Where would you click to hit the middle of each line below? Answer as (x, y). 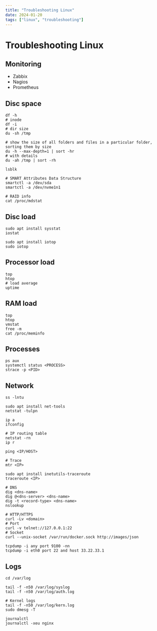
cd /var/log (18, 579)
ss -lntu (15, 398)
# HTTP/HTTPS (19, 515)
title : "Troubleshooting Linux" (40, 10)
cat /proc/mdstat (24, 201)
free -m (14, 329)
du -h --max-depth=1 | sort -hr (40, 152)
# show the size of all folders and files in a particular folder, (79, 143)
